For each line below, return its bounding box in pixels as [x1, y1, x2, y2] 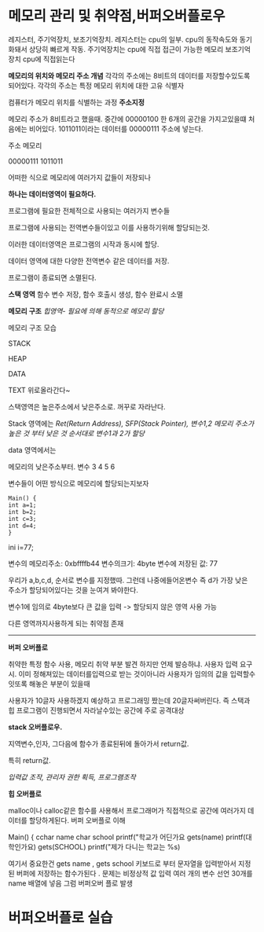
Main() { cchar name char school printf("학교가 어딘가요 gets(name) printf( [8, 832, 246, 842]
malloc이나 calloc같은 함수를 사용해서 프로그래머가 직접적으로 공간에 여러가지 [8, 805, 246, 815]
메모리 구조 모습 [8, 323, 57, 332]
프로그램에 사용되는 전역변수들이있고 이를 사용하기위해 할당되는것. [8, 222, 211, 232]
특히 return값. [8, 755, 51, 765]
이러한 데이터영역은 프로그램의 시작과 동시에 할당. [8, 239, 159, 248]
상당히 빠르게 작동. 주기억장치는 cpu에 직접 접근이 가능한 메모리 [28, 44, 224, 53]
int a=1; [8, 501, 37, 509]
